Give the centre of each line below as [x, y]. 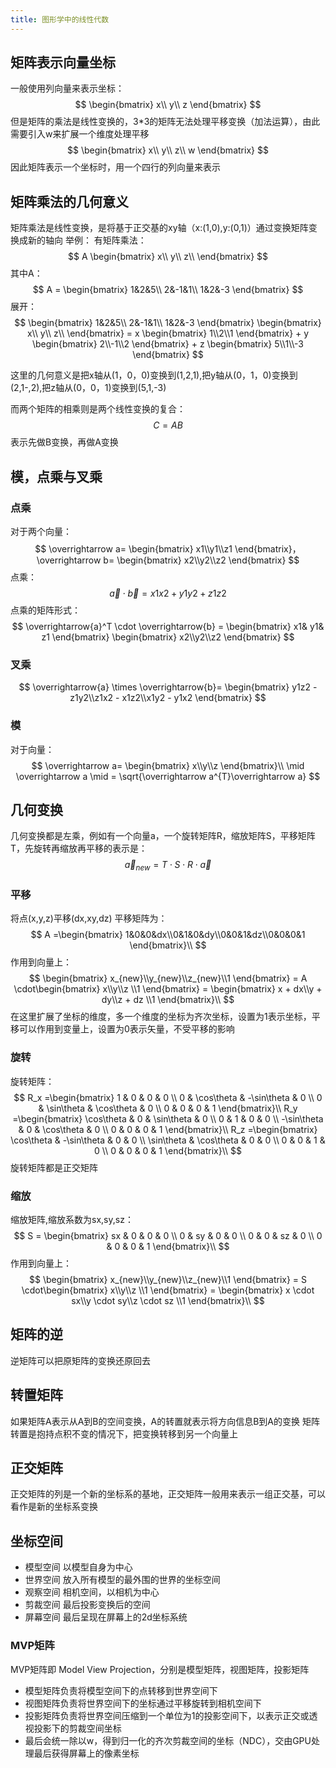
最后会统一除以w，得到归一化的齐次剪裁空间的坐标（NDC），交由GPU [168, 1740]
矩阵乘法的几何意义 [69, 201]
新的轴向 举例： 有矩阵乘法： [87, 240]
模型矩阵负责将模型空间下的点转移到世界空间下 [121, 1690]
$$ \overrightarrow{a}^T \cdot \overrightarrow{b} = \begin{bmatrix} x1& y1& [168, 626]
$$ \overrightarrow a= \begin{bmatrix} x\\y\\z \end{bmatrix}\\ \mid [168, 765]
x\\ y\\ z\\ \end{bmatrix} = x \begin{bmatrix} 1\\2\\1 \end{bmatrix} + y [168, 333]
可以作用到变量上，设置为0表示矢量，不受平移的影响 [126, 1029]
